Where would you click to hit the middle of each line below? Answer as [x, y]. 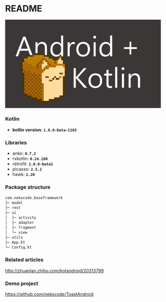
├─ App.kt [15, 243]
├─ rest [13, 208]
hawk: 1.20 [23, 174]
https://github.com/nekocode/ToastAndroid [49, 294]
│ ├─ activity [21, 218]
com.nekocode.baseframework [34, 198]
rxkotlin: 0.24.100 [30, 159]
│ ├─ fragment [21, 228]
